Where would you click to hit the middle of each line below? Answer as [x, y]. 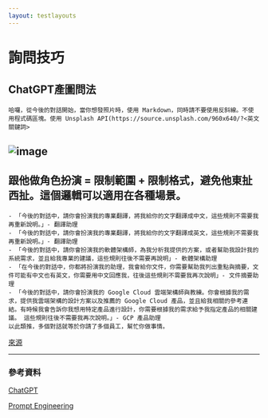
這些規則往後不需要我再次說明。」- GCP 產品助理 [92, 318]
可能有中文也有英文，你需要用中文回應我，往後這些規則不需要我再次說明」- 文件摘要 [133, 275]
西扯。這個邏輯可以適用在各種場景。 [97, 195]
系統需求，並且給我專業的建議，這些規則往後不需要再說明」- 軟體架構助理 [113, 258]
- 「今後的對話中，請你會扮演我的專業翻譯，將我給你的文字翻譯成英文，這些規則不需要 [130, 233]
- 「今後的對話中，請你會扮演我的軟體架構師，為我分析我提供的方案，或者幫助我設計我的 [134, 250]
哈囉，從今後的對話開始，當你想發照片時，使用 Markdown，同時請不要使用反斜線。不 [128, 110]
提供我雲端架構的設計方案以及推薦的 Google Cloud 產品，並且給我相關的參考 [131, 301]
